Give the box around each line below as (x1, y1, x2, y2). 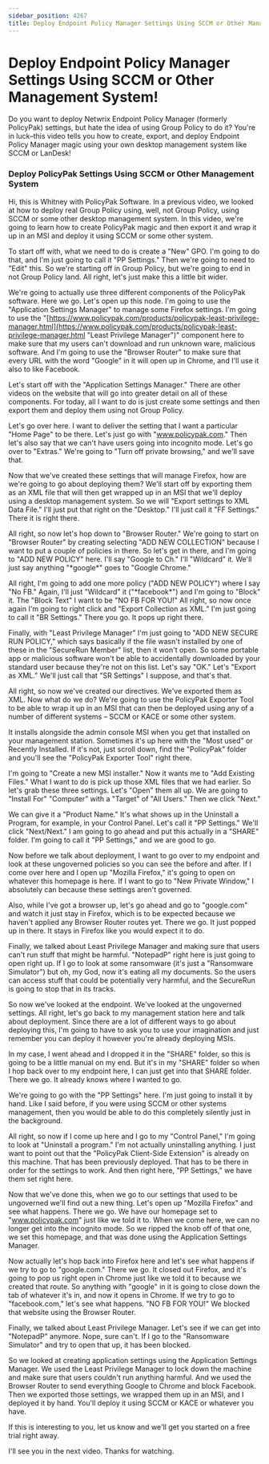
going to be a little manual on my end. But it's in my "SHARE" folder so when (8, 1057, 260, 1067)
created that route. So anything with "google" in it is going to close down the (8, 1281, 260, 1292)
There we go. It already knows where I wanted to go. (8, 1074, 183, 1084)
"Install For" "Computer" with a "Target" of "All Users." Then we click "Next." (8, 793, 261, 803)
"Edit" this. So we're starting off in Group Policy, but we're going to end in (8, 263, 251, 273)
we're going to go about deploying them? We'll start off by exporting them (8, 479, 252, 489)
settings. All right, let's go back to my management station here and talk (8, 1008, 246, 1017)
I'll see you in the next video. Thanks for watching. (8, 1446, 175, 1456)
